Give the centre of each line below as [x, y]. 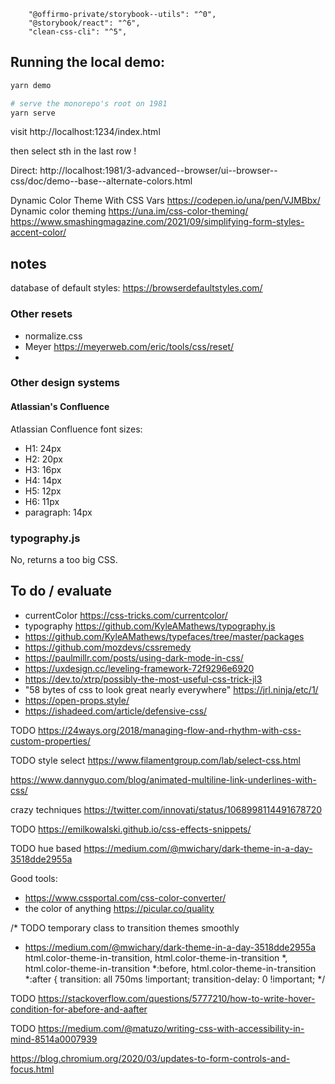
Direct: [24, 171]
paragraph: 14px [58, 512]
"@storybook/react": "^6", [84, 23]
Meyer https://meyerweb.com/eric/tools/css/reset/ [129, 346]
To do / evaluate [61, 591]
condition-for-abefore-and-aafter [79, 1009]
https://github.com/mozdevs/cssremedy [108, 647]
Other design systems [65, 383]
